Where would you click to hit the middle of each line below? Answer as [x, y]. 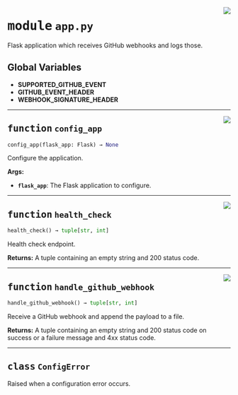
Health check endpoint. [41, 244]
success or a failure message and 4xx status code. [81, 337]
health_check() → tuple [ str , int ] [58, 231]
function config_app [55, 129]
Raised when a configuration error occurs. [69, 383]
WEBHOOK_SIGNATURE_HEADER [68, 100]
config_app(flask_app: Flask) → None [63, 145]
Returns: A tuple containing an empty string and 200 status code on [107, 330]
